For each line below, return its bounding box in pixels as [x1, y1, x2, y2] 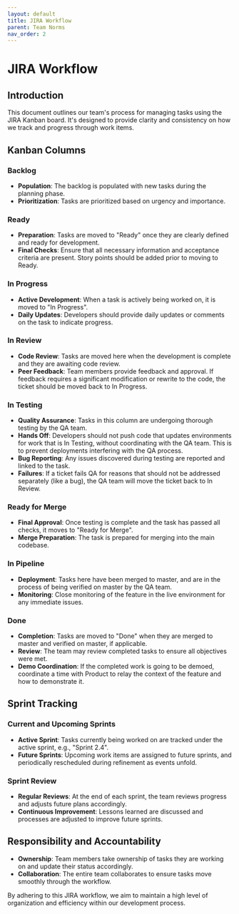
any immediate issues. [17, 597, 84, 606]
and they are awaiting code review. [17, 359, 121, 368]
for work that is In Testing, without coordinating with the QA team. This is [17, 439, 232, 448]
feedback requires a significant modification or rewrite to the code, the [17, 374, 226, 383]
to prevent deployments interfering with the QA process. [17, 446, 183, 455]
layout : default [7, 10, 56, 18]
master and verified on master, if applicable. [17, 640, 148, 648]
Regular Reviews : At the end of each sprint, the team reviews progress [17, 792, 227, 801]
